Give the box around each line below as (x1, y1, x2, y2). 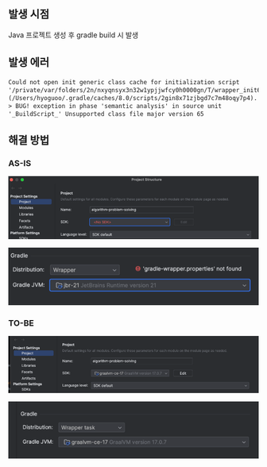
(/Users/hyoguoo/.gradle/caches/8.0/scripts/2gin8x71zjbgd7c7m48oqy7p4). (8, 94, 258, 102)
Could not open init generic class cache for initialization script (8, 78, 240, 86)
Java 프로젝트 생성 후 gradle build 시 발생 (8, 30, 139, 40)
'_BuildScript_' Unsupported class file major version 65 (8, 110, 204, 118)
